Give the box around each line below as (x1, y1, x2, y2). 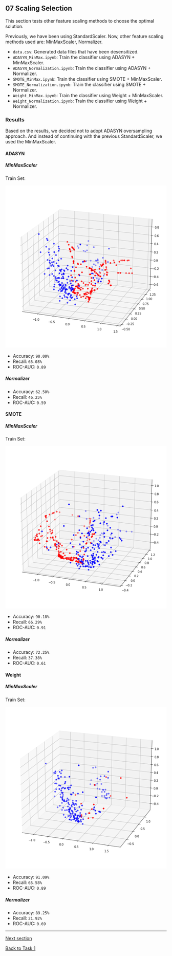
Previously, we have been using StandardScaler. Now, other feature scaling (5, 33, 164, 39)
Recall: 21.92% (12, 915, 42, 922)
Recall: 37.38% (12, 654, 42, 660)
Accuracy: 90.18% (12, 613, 50, 619)
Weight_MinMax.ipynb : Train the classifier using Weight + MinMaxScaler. (12, 92, 164, 98)
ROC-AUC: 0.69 (12, 921, 46, 927)
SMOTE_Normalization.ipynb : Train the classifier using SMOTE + (12, 81, 146, 87)
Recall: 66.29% (12, 619, 42, 625)
